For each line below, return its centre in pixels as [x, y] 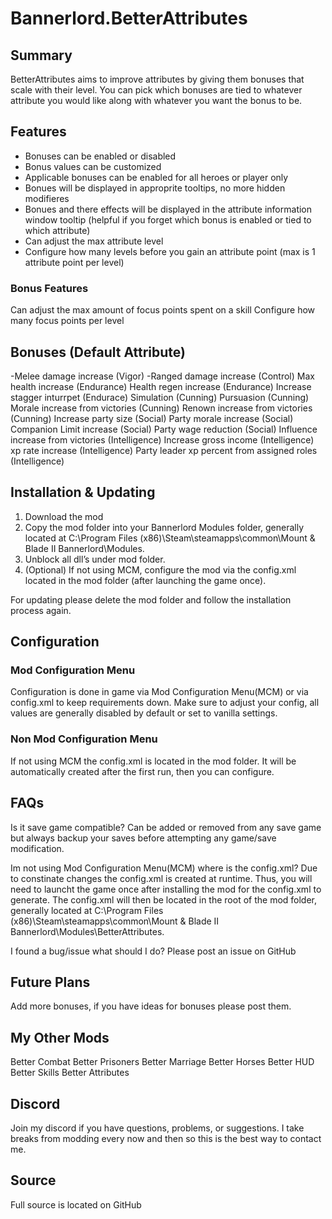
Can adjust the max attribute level [94, 241]
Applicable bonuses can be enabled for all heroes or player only [156, 177]
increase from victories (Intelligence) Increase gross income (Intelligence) [162, 439]
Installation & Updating [83, 492]
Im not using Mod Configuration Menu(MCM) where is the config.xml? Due [164, 868]
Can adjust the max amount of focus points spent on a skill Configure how [163, 310]
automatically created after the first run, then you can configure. [142, 771]
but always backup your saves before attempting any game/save [143, 838]
